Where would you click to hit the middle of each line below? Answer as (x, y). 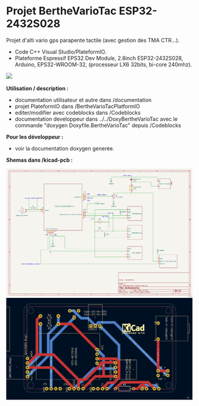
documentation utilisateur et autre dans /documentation (83, 100)
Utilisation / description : (37, 88)
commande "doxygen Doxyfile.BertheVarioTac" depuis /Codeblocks (98, 125)
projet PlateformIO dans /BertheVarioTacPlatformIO (77, 106)
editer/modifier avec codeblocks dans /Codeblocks (78, 112)
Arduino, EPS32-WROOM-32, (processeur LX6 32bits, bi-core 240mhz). (103, 64)
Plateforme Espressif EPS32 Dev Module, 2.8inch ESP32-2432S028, (99, 58)
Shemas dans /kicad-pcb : (40, 160)
